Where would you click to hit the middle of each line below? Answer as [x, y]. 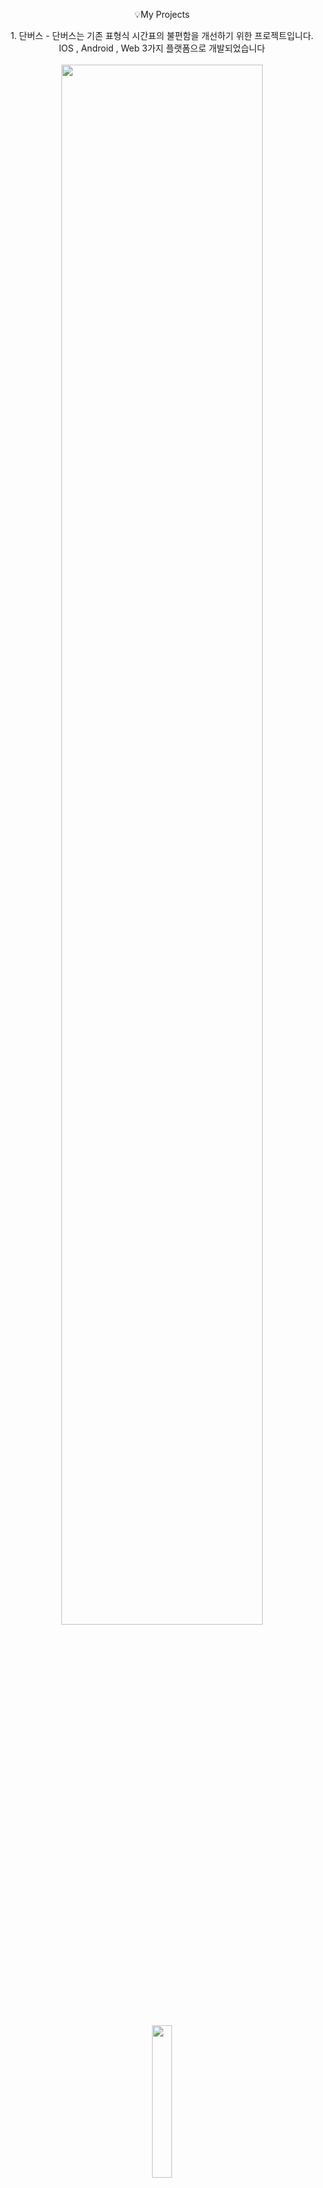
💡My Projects [162, 14]
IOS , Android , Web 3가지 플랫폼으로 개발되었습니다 [162, 48]
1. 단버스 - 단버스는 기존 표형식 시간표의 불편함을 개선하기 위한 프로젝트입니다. [162, 35]
